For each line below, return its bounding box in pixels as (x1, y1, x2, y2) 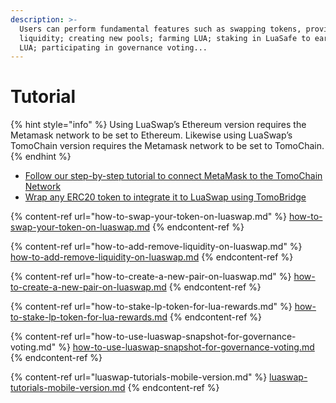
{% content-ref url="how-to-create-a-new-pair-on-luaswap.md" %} (10, 271, 292, 283)
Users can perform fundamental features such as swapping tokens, (19, 24, 302, 34)
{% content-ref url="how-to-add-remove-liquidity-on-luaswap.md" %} (10, 241, 303, 253)
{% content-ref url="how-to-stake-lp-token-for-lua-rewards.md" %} (10, 301, 293, 313)
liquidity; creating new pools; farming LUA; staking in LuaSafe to (19, 33, 311, 43)
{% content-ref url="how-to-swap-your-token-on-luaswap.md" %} (10, 211, 287, 223)
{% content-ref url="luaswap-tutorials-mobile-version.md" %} (10, 371, 268, 383)
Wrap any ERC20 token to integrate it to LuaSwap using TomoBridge (24, 191, 307, 203)
